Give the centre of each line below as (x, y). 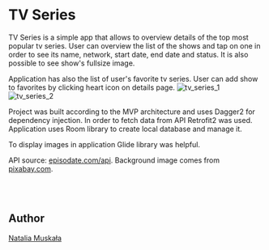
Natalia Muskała (35, 238)
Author (26, 219)
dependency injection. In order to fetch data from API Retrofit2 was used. (130, 120)
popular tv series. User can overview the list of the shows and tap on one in (134, 45)
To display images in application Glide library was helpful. (105, 144)
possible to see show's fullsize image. (72, 63)
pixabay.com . (31, 168)
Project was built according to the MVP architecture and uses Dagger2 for (132, 112)
